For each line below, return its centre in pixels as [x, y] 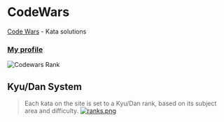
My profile [25, 49]
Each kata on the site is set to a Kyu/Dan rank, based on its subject [120, 104]
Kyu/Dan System [45, 87]
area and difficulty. [51, 111]
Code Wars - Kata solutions [47, 31]
